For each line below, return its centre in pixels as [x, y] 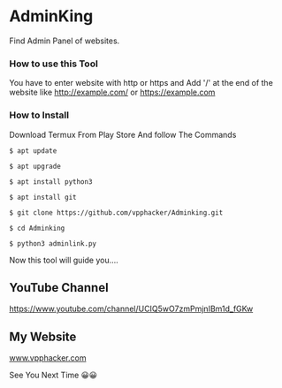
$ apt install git [43, 197]
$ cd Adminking [37, 228]
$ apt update [33, 151]
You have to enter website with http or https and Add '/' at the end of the [141, 83]
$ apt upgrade [35, 166]
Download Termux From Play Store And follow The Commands [123, 134]
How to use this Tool [54, 64]
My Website [43, 336]
